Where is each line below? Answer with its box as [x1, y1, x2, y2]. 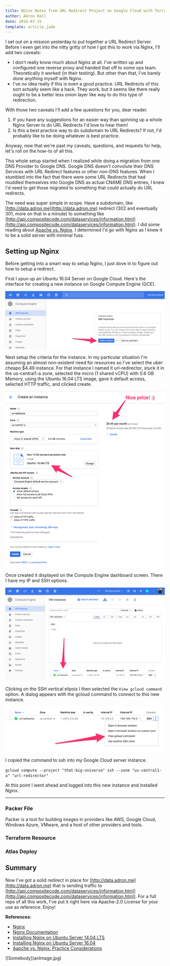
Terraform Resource [5, 834, 56, 841]
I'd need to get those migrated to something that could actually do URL [5, 185, 153, 191]
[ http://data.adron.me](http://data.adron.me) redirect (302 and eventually [5, 205, 158, 211]
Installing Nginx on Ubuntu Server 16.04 [12, 940, 96, 946]
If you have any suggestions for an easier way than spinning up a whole [12, 117, 162, 123]
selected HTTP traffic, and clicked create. [5, 381, 92, 387]
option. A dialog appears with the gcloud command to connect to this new [5, 691, 159, 697]
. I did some [135, 221, 160, 228]
